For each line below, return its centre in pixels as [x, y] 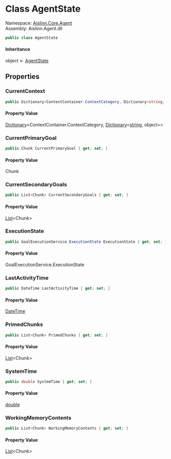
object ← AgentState [27, 61]
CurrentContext [25, 91]
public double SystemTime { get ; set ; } [49, 381]
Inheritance [18, 49]
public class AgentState [32, 38]
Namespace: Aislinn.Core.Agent [39, 23]
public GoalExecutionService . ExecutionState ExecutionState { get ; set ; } [86, 242]
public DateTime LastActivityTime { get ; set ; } [58, 289]
